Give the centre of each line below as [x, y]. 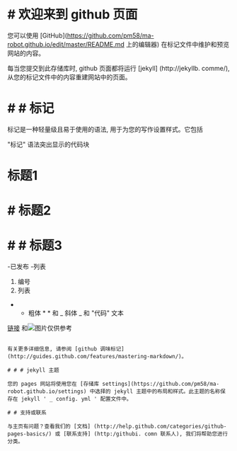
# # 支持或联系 [27, 413]
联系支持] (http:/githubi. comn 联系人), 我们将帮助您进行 [147, 434]
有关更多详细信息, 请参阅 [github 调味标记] [66, 349]
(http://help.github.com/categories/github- [160, 427]
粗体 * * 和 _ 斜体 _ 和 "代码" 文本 [76, 313]
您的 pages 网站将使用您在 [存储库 [53, 384]
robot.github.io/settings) [47, 392]
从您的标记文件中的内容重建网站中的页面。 [69, 77]
